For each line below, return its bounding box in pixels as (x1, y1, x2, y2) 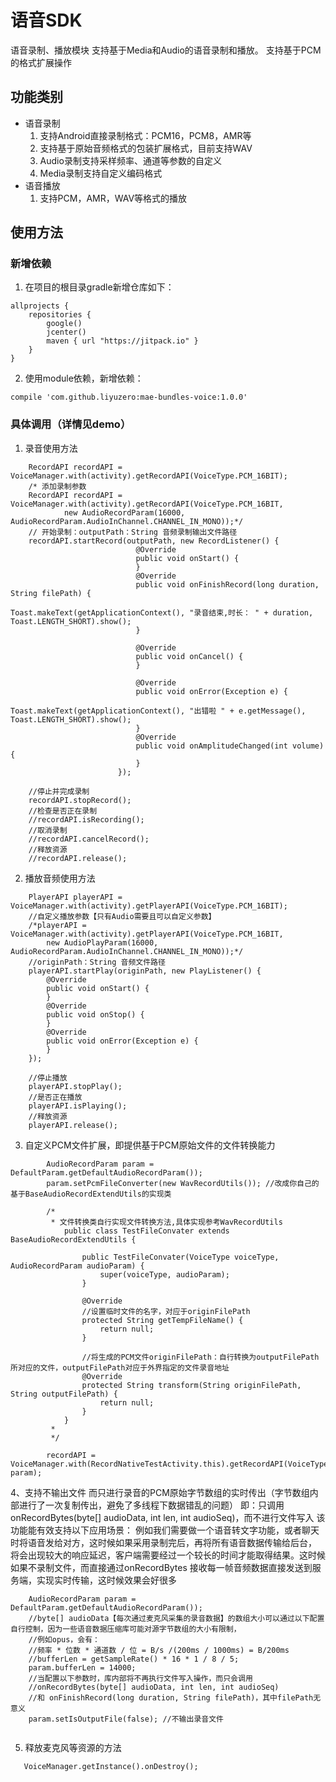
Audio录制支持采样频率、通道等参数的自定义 (39, 154, 222, 166)
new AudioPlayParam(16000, (46, 937, 159, 948)
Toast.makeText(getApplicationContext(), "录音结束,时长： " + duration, (10, 607, 314, 618)
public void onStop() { (46, 1009, 145, 1020)
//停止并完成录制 (28, 786, 90, 796)
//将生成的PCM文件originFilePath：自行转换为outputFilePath (81, 1352, 320, 1362)
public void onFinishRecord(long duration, (135, 579, 320, 590)
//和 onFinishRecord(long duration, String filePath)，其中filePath (28, 1692, 314, 1703)
